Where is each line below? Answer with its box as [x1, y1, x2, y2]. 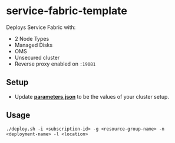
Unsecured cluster [14, 54, 60, 61]
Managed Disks [14, 41, 53, 48]
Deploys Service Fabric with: [6, 24, 76, 31]
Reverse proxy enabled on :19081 [14, 60, 96, 67]
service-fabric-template [6, 4, 128, 18]
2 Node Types [14, 35, 49, 42]
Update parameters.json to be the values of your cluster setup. [14, 93, 170, 100]
